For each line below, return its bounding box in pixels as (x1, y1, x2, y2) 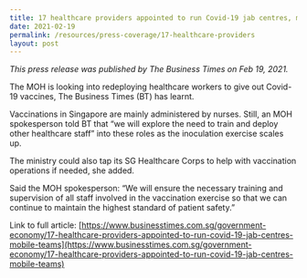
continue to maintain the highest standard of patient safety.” (9, 202, 236, 213)
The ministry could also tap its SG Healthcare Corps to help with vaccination (9, 156, 297, 167)
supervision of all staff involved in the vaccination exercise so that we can (9, 192, 288, 203)
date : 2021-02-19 (9, 22, 76, 31)
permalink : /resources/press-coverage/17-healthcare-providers (9, 30, 256, 39)
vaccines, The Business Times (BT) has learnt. (19, 91, 195, 102)
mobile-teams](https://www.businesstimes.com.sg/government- (9, 239, 253, 251)
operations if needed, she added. (9, 165, 135, 176)
